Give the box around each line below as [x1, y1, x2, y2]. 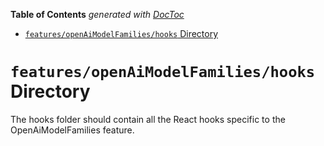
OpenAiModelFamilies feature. [10, 124, 135, 136]
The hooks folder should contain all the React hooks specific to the [10, 113, 286, 125]
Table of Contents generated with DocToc [10, 9, 185, 20]
